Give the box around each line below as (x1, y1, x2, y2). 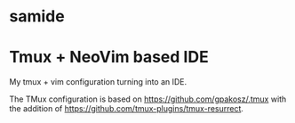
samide (9, 6, 65, 27)
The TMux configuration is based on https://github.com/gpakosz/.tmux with (9, 94, 287, 104)
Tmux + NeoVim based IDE (9, 47, 209, 68)
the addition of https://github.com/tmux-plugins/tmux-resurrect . (9, 103, 244, 114)
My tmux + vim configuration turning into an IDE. (9, 77, 187, 87)
